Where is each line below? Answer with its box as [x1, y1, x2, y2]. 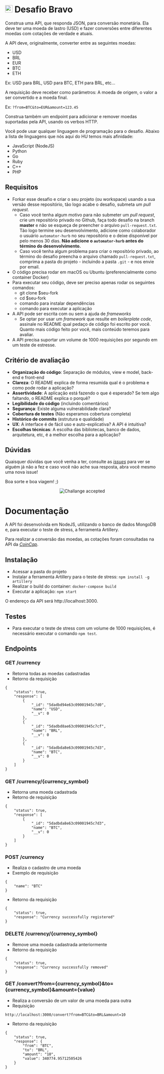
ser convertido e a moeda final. [5, 95, 68, 100]
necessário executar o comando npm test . [12, 630, 97, 636]
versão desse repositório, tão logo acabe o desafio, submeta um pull [12, 201, 151, 207]
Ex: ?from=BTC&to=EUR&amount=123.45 [5, 104, 78, 110]
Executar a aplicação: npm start [12, 588, 77, 594]
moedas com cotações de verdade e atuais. [5, 30, 94, 36]
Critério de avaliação [5, 356, 70, 365]
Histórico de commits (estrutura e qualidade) [12, 416, 104, 422]
